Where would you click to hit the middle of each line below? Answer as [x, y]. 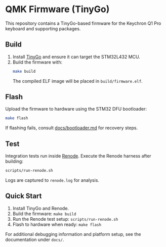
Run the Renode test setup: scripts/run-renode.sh [65, 219]
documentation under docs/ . [35, 239]
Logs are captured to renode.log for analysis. [52, 180]
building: [14, 161]
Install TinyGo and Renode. [41, 208]
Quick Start [24, 196]
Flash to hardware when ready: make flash [57, 224]
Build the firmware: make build [44, 214]
